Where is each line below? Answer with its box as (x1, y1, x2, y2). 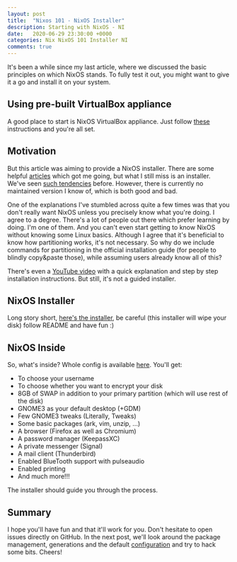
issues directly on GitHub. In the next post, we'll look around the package (7, 533, 221, 541)
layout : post (7, 10, 46, 18)
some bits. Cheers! (7, 548, 62, 556)
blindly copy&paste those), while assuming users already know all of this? (7, 253, 222, 262)
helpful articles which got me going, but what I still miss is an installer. (7, 172, 211, 180)
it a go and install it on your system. (7, 78, 111, 86)
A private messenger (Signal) (17, 442, 103, 451)
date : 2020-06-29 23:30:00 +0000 (7, 30, 112, 38)
